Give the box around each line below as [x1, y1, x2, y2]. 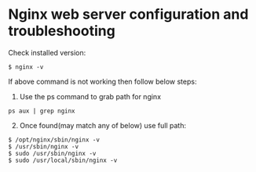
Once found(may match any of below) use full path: [19, 120, 187, 130]
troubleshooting [8, 22, 115, 40]
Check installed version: [8, 48, 86, 57]
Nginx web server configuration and [8, 5, 249, 23]
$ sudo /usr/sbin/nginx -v [8, 149, 97, 157]
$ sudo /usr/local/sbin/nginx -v [8, 156, 118, 164]
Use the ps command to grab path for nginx [19, 91, 162, 101]
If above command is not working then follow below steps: [8, 77, 197, 86]
